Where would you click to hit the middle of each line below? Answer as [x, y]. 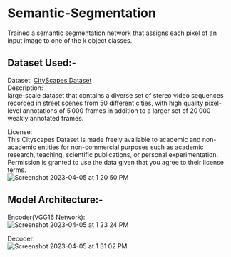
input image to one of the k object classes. [70, 40]
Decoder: [21, 238]
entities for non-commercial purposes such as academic [121, 147]
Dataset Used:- [42, 63]
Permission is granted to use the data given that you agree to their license [116, 162]
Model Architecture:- [55, 200]
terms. [17, 170]
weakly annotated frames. [46, 118]
